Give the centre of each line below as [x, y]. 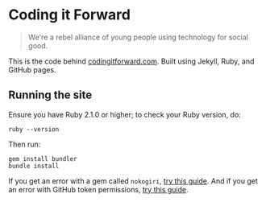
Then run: [25, 144]
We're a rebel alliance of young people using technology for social [138, 37]
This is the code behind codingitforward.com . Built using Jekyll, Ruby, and [131, 61]
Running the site [50, 95]
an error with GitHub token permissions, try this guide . [98, 189]
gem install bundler [43, 159]
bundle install [34, 166]
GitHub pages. [32, 69]
